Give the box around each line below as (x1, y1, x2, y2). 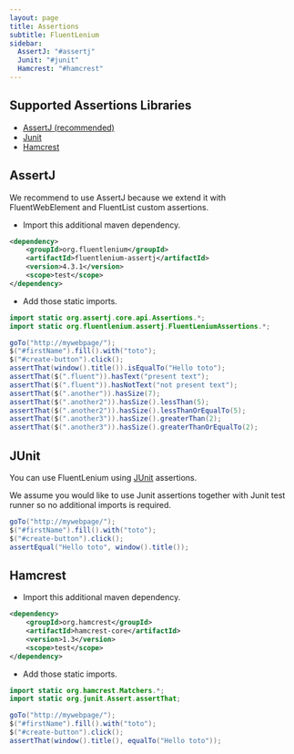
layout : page (9, 13, 59, 23)
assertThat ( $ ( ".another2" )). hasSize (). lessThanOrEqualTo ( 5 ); (9, 406, 247, 415)
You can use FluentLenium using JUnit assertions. (9, 472, 198, 483)
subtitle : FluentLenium (9, 30, 100, 39)
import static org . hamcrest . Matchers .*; (9, 686, 166, 695)
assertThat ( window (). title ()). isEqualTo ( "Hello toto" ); (9, 363, 226, 373)
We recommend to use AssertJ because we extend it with (9, 192, 226, 203)
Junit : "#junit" (17, 56, 79, 65)
